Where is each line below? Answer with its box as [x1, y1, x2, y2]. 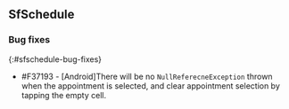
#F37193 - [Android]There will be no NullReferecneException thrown [21, 71, 273, 82]
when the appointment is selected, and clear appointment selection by [21, 80, 280, 91]
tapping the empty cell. [21, 90, 107, 100]
